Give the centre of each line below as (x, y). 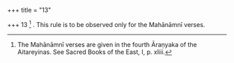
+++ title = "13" (29, 10)
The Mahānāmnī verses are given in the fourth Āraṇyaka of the (107, 44)
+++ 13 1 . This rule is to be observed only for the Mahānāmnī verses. (106, 24)
